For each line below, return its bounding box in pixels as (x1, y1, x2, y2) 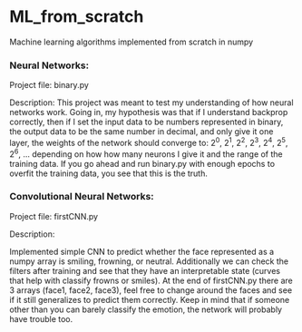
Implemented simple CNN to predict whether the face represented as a (9, 246, 275, 257)
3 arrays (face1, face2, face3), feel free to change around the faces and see (9, 284, 293, 296)
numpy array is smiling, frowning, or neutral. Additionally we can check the (9, 256, 289, 267)
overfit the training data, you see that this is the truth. (9, 168, 209, 179)
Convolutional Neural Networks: (9, 190, 154, 203)
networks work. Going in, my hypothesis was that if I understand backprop (9, 107, 288, 118)
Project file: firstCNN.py (9, 210, 98, 221)
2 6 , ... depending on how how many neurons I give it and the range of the (9, 147, 283, 160)
